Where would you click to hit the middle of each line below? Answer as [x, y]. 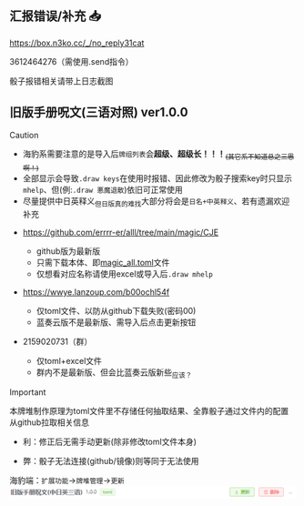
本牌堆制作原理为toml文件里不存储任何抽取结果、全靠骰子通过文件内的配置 [149, 410]
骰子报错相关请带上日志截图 [61, 81]
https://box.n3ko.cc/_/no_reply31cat [77, 43]
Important [28, 392]
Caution [24, 135]
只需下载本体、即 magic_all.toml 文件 [103, 263]
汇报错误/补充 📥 [56, 16]
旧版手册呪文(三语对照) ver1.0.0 [99, 112]
